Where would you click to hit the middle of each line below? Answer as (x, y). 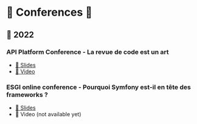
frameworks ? (27, 94)
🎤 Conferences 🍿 (50, 12)
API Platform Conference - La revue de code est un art (88, 52)
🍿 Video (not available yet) (48, 114)
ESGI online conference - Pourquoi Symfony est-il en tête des (99, 87)
